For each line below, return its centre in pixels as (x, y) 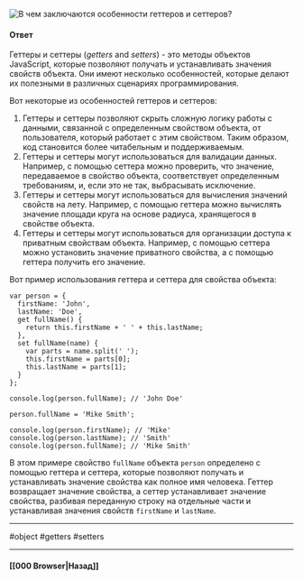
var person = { (38, 296)
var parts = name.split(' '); (83, 352)
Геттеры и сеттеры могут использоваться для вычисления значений (155, 195)
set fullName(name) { (58, 344)
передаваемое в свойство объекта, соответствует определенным (151, 176)
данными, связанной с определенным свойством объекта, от (142, 128)
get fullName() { (50, 320)
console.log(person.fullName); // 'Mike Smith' (101, 447)
